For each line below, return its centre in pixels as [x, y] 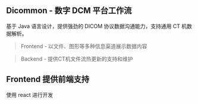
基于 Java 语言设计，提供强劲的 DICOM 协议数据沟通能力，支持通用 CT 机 [97, 26]
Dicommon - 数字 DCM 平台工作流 [69, 11]
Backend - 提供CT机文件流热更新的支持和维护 [77, 59]
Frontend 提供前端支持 [48, 79]
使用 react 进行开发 [30, 94]
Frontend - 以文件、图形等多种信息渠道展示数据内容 [84, 46]
